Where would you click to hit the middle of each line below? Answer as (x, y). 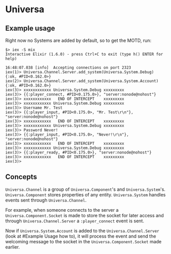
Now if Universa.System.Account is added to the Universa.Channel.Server (82, 231)
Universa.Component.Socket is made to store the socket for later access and (85, 215)
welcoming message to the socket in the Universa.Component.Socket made (83, 241)
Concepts (21, 177)
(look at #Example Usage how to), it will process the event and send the (81, 236)
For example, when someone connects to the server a (62, 210)
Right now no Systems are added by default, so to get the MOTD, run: (78, 40)
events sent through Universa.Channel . (46, 200)
